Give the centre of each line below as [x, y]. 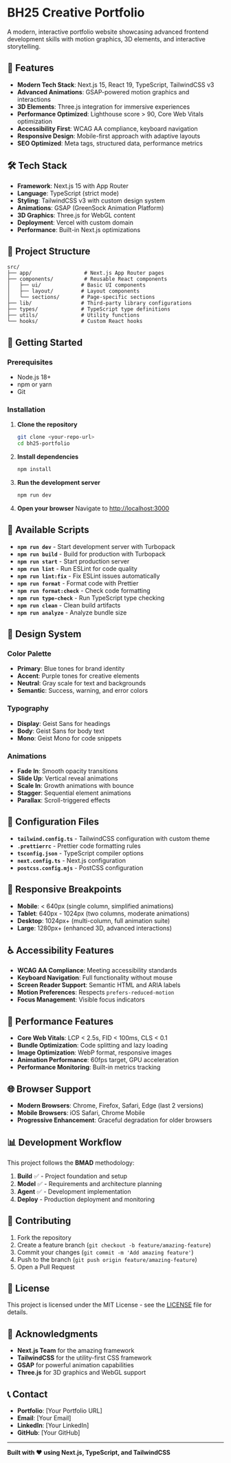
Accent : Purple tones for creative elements [78, 676]
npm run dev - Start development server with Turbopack [96, 546]
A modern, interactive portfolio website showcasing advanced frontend [108, 32]
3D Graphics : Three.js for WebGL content [76, 215]
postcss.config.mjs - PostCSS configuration [80, 868]
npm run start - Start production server [73, 561]
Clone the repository [47, 424]
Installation [26, 409]
